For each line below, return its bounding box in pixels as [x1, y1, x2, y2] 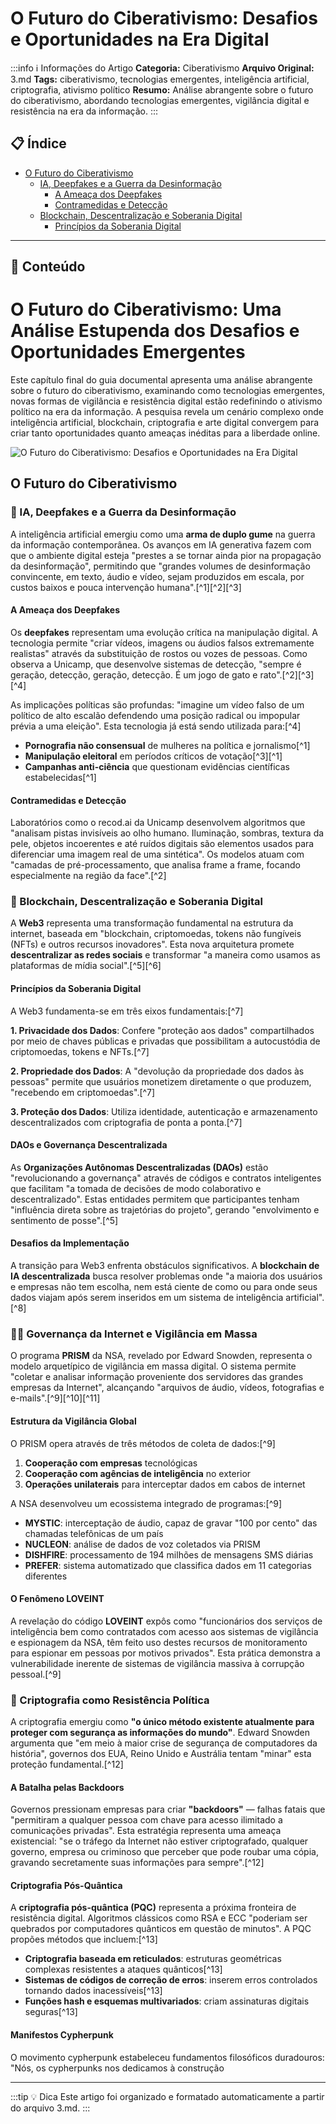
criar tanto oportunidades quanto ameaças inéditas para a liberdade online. [10, 427, 321, 439]
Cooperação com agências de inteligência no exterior [24, 1467, 252, 1479]
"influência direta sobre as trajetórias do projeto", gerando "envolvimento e [10, 1203, 320, 1216]
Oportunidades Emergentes [10, 341, 246, 364]
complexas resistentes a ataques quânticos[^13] [24, 1963, 223, 1976]
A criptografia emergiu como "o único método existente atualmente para [10, 1716, 315, 1728]
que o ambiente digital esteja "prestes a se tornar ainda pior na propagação [10, 549, 322, 561]
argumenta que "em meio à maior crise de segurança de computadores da [10, 1737, 318, 1749]
